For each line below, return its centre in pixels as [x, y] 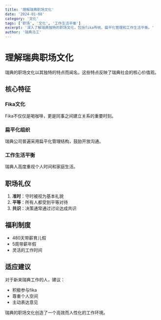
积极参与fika [24, 290]
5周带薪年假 [24, 244]
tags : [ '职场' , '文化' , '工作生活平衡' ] [43, 23]
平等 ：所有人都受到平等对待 [40, 202]
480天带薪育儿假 [29, 238]
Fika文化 [15, 104]
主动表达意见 [25, 302]
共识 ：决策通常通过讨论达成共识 [44, 208]
